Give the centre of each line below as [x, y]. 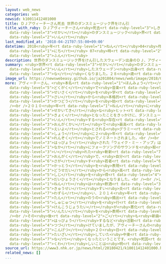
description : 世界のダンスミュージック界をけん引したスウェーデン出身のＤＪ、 [77, 60]
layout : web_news [23, 10]
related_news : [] [23, 253]
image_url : [16, 78]
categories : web [22, 14]
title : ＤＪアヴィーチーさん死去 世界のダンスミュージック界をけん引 [67, 23]
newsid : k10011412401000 [31, 19]
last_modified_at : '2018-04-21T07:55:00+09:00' [55, 42]
